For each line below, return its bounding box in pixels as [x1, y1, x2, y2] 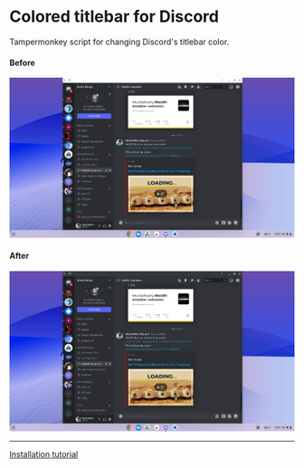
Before [9, 57, 36, 68]
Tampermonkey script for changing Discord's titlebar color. [9, 36, 230, 47]
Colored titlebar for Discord [9, 6, 220, 27]
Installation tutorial [9, 448, 79, 459]
